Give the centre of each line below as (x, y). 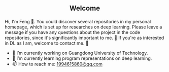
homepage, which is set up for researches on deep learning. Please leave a (83, 27)
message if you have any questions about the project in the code (73, 32)
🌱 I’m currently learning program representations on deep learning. (82, 58)
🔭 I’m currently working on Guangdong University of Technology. (80, 53)
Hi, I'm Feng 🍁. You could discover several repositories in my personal (78, 22)
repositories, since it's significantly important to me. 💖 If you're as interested (84, 38)
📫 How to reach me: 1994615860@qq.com (57, 64)
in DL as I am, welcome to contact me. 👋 (47, 43)
